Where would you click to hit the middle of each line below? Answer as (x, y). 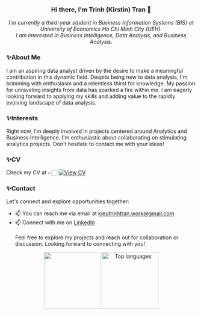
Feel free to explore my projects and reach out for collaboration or (97, 237)
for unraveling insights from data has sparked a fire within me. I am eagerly (99, 90)
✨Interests (22, 118)
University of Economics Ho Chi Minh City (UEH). (101, 29)
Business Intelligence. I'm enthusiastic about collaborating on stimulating (97, 137)
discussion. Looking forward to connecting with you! (80, 244)
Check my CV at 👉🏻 (32, 173)
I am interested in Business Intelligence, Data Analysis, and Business (101, 35)
